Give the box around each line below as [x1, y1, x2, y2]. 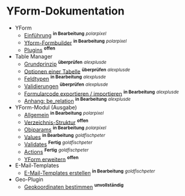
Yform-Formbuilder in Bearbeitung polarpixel [24, 38, 127, 46]
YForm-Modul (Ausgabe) [14, 104, 77, 111]
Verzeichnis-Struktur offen [24, 118, 89, 126]
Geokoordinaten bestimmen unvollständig [24, 182, 124, 191]
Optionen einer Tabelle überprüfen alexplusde [24, 66, 131, 75]
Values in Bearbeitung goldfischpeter [24, 132, 105, 141]
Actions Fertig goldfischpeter [24, 147, 89, 155]
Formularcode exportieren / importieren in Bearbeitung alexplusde [24, 89, 180, 97]
